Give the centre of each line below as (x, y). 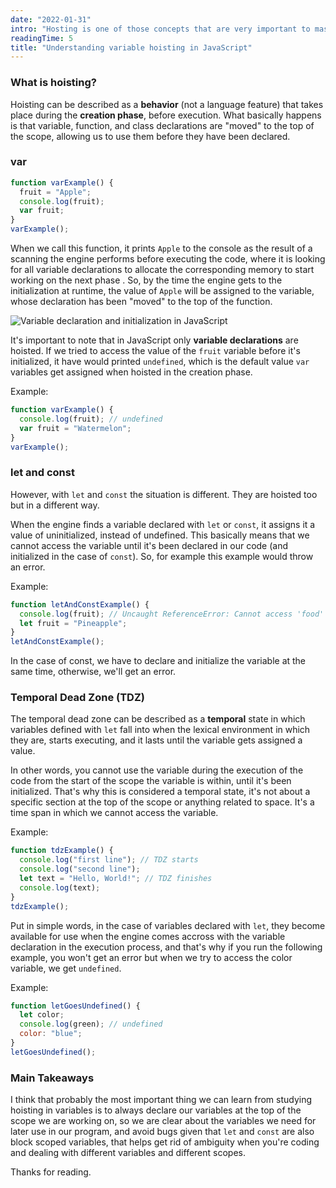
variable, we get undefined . (66, 968)
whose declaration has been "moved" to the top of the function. (141, 302)
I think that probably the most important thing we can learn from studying (161, 1100)
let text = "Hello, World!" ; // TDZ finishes (116, 879)
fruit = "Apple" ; (55, 192)
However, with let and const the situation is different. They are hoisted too (164, 494)
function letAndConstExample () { (80, 604)
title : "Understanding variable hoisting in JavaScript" (131, 47)
